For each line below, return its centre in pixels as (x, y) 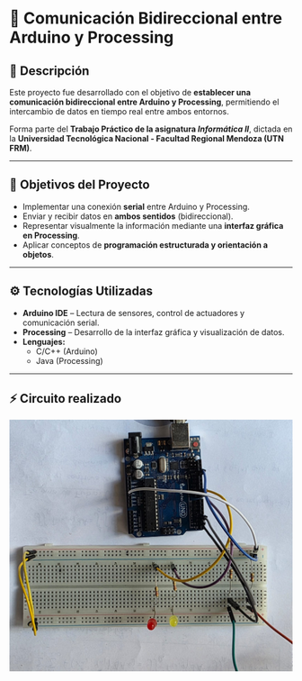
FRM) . (21, 148)
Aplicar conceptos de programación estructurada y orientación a (145, 245)
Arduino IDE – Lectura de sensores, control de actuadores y (133, 313)
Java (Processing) (69, 360)
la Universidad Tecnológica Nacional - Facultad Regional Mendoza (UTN (147, 138)
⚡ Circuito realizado (66, 399)
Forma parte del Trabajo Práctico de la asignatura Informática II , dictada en (151, 129)
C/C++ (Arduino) (67, 351)
